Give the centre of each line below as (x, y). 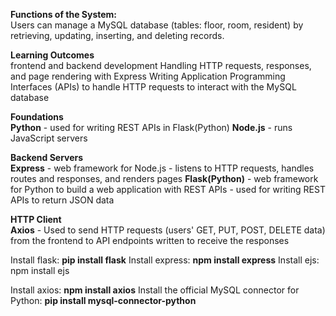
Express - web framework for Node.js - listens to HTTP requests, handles (162, 168)
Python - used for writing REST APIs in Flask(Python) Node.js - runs (151, 127)
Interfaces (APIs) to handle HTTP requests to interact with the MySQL (153, 87)
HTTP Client (36, 219)
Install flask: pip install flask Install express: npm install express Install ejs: (165, 260)
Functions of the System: (64, 14)
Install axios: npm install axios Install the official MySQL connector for (155, 290)
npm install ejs (40, 270)
